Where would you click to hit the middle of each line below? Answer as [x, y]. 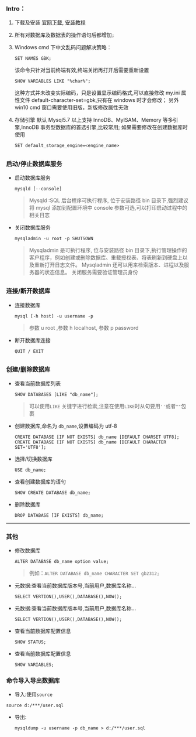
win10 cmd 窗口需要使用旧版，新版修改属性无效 [71, 108]
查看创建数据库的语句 [40, 482]
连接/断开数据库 [28, 291]
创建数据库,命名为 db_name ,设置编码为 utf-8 [66, 426]
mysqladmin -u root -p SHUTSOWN [54, 239]
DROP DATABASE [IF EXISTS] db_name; [59, 515]
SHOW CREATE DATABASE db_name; [52, 493]
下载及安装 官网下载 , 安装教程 [50, 23]
